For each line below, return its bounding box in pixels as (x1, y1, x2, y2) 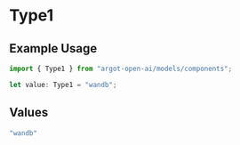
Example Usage (9, 41, 98, 56)
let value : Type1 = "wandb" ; (9, 80, 117, 89)
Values (9, 105, 49, 120)
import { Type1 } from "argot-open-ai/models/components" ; (9, 64, 233, 73)
